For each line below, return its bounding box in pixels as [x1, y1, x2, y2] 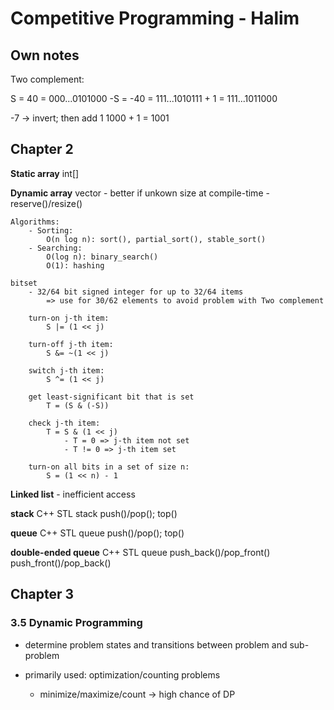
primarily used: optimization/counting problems [24, 668, 221, 681]
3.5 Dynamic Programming [10, 616, 143, 630]
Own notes [10, 47, 80, 64]
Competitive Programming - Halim [10, 7, 300, 30]
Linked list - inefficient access [10, 488, 136, 500]
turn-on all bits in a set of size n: [28, 462, 190, 472]
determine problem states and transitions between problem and [24, 638, 288, 651]
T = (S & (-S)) [46, 400, 110, 411]
